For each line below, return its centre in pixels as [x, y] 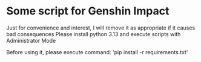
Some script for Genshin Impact [88, 11]
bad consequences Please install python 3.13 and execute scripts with [94, 34]
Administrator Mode [31, 40]
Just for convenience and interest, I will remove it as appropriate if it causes [101, 28]
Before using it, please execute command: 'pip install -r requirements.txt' [97, 52]
